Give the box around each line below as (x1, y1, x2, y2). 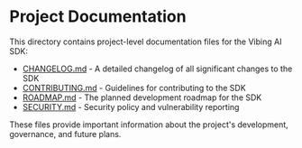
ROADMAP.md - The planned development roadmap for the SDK (22, 92, 262, 103)
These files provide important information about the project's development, (9, 119, 288, 130)
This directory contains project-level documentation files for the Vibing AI (9, 36, 282, 47)
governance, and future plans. (9, 128, 122, 139)
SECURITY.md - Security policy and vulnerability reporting (22, 101, 240, 112)
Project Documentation (9, 6, 187, 27)
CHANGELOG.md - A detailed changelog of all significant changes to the (22, 63, 293, 74)
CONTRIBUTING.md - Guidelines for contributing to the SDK (22, 82, 246, 93)
